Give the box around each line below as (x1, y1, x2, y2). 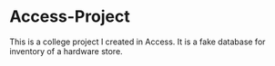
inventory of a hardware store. (9, 45, 123, 56)
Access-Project (9, 6, 130, 27)
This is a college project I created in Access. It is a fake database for (9, 36, 266, 47)
